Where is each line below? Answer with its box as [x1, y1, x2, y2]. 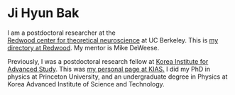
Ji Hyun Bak [7, 5, 80, 21]
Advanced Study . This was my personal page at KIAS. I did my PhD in [7, 65, 211, 73]
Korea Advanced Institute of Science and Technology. [7, 79, 165, 88]
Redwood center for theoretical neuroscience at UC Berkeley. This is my [7, 35, 219, 44]
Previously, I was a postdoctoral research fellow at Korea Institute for [7, 57, 209, 65]
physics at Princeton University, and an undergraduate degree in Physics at [7, 72, 228, 81]
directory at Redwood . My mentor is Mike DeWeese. [7, 43, 160, 52]
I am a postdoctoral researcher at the [7, 28, 116, 37]
